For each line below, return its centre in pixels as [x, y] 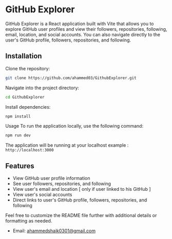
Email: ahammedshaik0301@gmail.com [54, 231]
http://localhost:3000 [30, 150]
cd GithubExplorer [25, 97]
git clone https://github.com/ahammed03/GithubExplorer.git [71, 78]
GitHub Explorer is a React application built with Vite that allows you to [80, 24]
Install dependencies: [28, 107]
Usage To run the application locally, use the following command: [74, 126]
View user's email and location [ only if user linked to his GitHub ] [82, 189]
